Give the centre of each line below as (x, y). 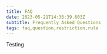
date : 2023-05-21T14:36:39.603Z (46, 17)
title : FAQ (19, 11)
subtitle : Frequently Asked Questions (53, 22)
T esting (15, 45)
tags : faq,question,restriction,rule (52, 28)
